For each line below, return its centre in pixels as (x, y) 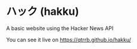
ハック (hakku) (43, 12)
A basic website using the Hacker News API (60, 28)
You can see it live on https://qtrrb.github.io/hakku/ (69, 40)
